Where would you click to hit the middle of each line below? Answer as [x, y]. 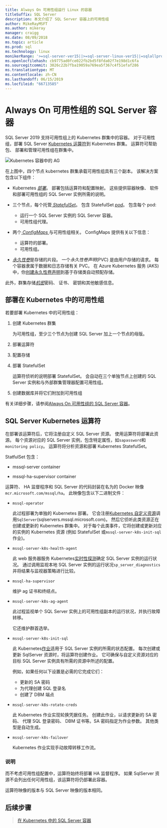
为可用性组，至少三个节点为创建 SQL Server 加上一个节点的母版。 [80, 334]
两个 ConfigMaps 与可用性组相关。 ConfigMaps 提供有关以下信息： [81, 232]
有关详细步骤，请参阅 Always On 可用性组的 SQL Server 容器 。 [69, 404]
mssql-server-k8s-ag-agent [40, 602]
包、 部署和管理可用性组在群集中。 [41, 150]
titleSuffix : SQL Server [31, 14]
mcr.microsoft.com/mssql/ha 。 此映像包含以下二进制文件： [65, 493]
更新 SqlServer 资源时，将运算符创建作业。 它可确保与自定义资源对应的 [85, 655]
